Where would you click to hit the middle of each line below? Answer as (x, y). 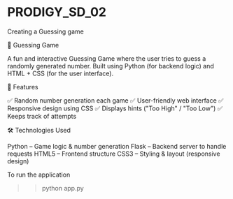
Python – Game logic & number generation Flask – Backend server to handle (117, 146)
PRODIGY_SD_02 (57, 12)
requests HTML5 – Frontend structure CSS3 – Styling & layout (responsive (114, 154)
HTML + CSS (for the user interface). (61, 73)
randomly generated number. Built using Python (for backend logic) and (111, 66)
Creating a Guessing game (45, 31)
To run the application (39, 175)
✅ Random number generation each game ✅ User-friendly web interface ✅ (115, 100)
